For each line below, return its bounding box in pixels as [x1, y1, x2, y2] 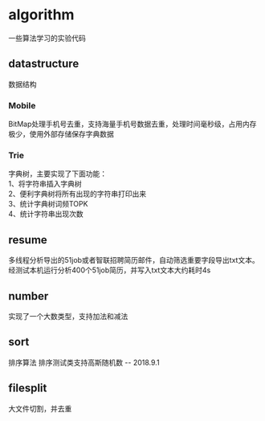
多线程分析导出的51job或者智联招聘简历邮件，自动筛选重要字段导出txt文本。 [8, 255, 259, 265]
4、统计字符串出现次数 [8, 209, 84, 219]
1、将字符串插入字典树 [8, 179, 82, 189]
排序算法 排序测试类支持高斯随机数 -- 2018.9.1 [8, 358, 160, 367]
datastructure [8, 57, 79, 71]
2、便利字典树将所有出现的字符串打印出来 [8, 189, 147, 198]
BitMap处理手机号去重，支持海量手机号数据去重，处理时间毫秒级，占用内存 [8, 119, 257, 129]
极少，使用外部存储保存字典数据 [8, 129, 114, 139]
